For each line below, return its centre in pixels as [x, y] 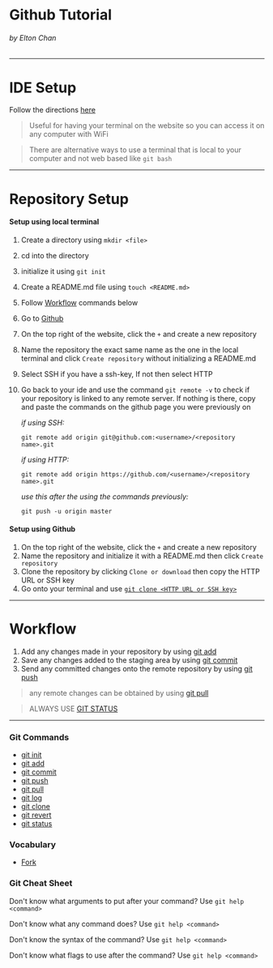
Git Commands [39, 737]
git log [32, 798]
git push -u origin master [66, 511]
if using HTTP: [45, 459]
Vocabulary [32, 845]
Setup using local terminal [54, 222]
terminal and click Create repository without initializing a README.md [139, 358]
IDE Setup [43, 87]
